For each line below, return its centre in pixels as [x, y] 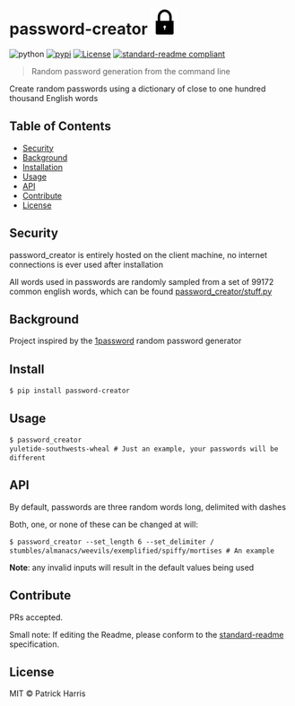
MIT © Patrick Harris [48, 693]
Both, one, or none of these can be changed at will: [104, 524]
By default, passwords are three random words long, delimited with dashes [148, 507]
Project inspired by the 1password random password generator [126, 341]
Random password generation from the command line [130, 71]
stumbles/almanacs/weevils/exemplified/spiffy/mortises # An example [142, 551]
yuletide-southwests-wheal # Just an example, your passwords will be [144, 449]
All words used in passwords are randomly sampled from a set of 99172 [142, 281]
